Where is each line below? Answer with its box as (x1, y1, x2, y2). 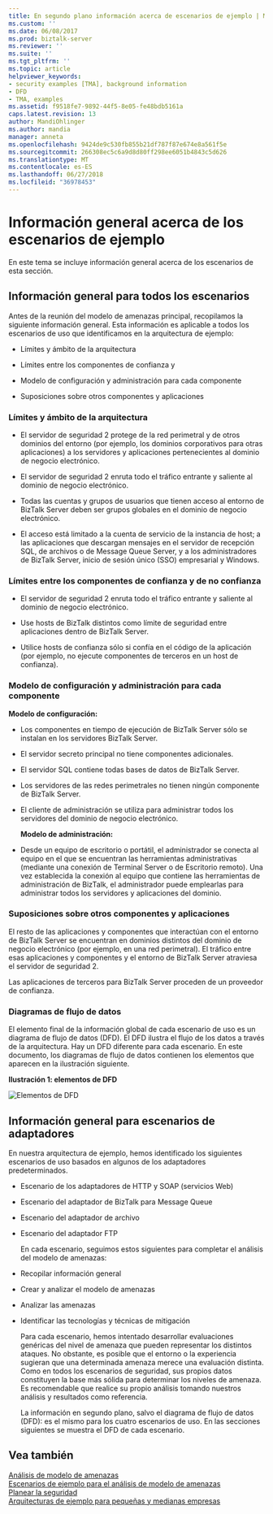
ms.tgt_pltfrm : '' (8, 58, 71, 66)
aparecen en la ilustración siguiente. (8, 1059, 130, 1069)
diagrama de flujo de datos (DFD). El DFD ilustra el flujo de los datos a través (8, 1033, 265, 1043)
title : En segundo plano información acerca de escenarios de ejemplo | (8, 11, 260, 20)
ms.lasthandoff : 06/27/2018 (8, 171, 104, 179)
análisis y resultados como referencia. (19, 1391, 148, 1402)
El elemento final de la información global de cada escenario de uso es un (8, 1025, 256, 1035)
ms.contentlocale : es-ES (8, 163, 93, 171)
